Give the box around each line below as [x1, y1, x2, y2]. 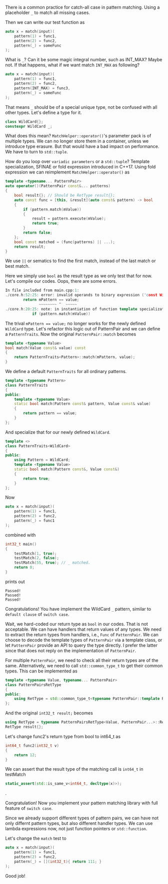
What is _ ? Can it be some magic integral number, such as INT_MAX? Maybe [5, 57, 162, 63]
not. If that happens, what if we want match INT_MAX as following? [5, 62, 140, 68]
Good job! [5, 872, 26, 879]
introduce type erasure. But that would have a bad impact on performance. [5, 143, 159, 149]
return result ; [14, 244, 46, 249]
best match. [5, 263, 30, 269]
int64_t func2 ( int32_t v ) [5, 743, 59, 748]
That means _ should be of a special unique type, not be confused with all [5, 104, 157, 110]
